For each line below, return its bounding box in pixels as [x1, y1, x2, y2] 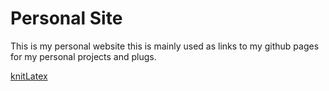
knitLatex [10, 70, 48, 82]
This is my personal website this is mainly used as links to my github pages [10, 40, 320, 52]
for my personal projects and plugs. [10, 50, 157, 62]
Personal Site [10, 7, 123, 30]
